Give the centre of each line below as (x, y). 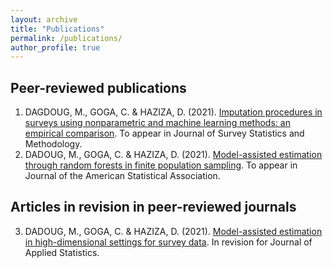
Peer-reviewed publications (98, 87)
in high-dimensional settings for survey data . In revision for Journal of (168, 242)
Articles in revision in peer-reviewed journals (153, 207)
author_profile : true (55, 47)
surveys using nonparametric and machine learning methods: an (157, 123)
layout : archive (44, 19)
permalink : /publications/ (66, 38)
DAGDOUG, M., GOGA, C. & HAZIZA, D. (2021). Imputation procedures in (173, 112)
